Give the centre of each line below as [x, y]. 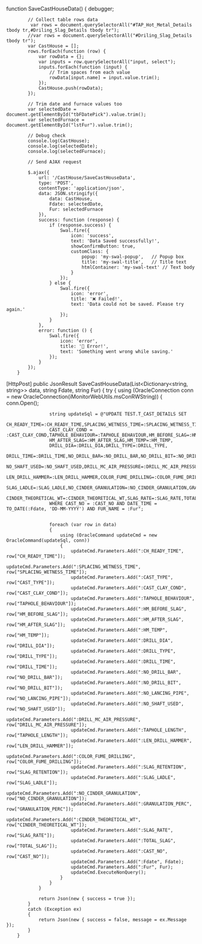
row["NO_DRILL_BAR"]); [35, 677]
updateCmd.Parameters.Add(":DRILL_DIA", [122, 641]
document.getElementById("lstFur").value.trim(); [70, 125]
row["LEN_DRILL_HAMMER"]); [40, 746]
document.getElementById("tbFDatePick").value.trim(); [76, 114]
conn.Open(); [23, 403]
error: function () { [66, 331]
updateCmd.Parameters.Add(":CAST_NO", [119, 851]
